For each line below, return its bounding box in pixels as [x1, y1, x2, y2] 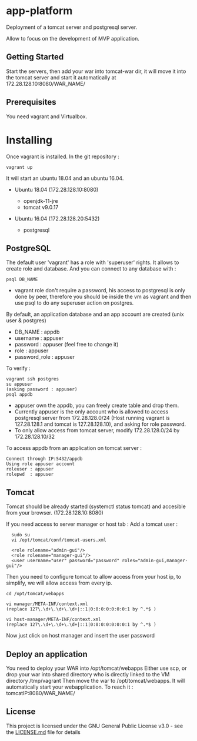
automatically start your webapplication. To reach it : [6, 683, 133, 690]
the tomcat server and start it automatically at [6, 74, 116, 81]
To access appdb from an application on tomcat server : [6, 445, 142, 452]
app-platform [6, 4, 73, 18]
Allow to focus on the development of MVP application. [6, 35, 140, 42]
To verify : [6, 365, 31, 372]
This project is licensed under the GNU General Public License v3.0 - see [6, 722, 183, 729]
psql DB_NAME [6, 276, 38, 283]
